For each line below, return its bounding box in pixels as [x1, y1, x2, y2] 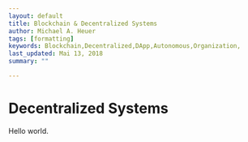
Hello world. [8, 126, 49, 136]
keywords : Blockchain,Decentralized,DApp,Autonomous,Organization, [8, 42, 242, 50]
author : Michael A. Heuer [8, 27, 96, 35]
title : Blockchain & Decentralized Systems [8, 19, 158, 28]
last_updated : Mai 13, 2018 [8, 49, 104, 58]
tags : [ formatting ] [8, 34, 75, 43]
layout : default [8, 11, 63, 20]
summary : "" [8, 58, 49, 66]
